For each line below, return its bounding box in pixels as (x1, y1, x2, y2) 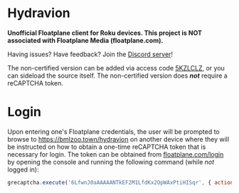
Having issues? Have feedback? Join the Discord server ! (7, 50, 173, 58)
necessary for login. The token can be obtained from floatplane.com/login (7, 150, 224, 158)
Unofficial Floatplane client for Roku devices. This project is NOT (7, 28, 203, 37)
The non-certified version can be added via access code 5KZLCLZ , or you (7, 63, 225, 72)
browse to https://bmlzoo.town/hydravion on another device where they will (7, 135, 230, 143)
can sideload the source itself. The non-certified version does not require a (7, 71, 228, 80)
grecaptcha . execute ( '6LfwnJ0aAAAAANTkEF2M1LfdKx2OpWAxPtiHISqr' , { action (7, 179, 234, 186)
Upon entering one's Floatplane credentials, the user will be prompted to (7, 127, 221, 136)
